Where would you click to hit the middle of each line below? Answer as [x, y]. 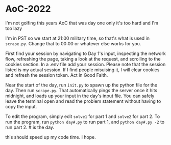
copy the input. [21, 106]
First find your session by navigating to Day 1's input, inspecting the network [86, 53]
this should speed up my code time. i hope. [51, 137]
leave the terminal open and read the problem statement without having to [83, 101]
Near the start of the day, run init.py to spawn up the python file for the [81, 85]
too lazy [14, 28]
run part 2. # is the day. [30, 127]
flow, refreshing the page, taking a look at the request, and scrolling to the [83, 59]
